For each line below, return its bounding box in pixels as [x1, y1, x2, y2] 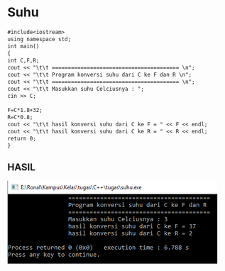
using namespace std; [7, 35, 72, 43]
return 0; [7, 135, 37, 142]
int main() [7, 43, 40, 50]
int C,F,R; [7, 57, 40, 64]
